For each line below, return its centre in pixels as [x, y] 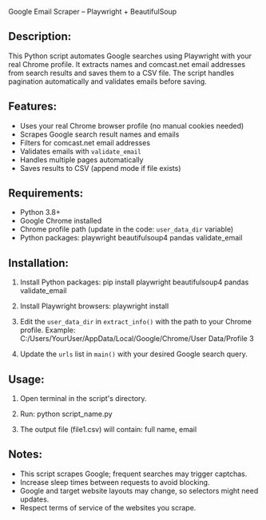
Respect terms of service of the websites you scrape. [108, 507]
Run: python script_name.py [66, 414]
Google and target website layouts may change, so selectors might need [139, 490]
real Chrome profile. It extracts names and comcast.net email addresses [127, 64]
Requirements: [46, 194]
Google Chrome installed [61, 221]
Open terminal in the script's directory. [83, 399]
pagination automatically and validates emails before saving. [108, 81]
